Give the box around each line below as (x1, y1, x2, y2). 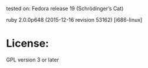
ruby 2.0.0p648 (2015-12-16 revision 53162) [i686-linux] (6, 16, 143, 23)
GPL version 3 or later (6, 56, 59, 63)
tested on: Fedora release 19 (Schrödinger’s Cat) (6, 5, 124, 12)
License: (6, 37, 49, 50)
